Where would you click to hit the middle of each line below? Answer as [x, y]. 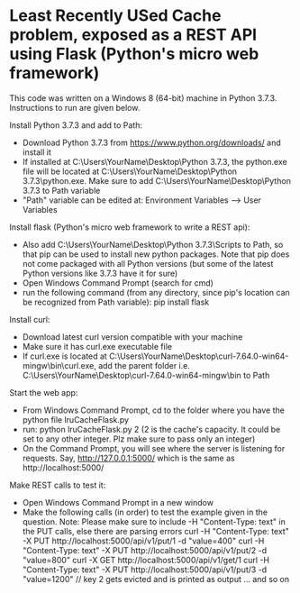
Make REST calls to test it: [58, 485]
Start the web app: [44, 392]
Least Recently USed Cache [115, 16]
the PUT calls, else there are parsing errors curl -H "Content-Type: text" [156, 531]
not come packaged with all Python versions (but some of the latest [148, 263]
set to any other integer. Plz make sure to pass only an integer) [139, 439]
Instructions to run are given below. [75, 107]
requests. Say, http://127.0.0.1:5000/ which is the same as [129, 458]
